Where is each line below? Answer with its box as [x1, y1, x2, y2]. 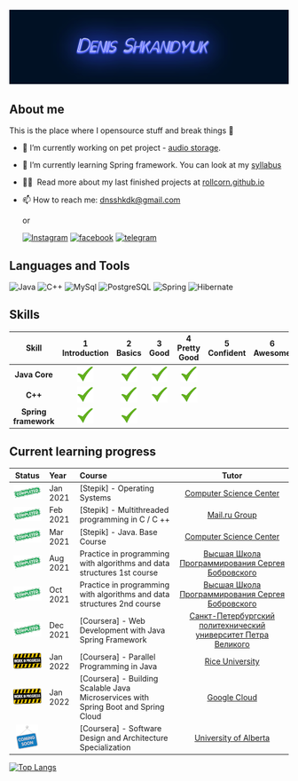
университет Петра [195, 629, 269, 640]
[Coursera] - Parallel [79, 651, 156, 662]
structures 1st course [79, 567, 158, 578]
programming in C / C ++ [79, 514, 170, 525]
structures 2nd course [79, 598, 161, 609]
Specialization [79, 742, 131, 753]
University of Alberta [194, 733, 271, 744]
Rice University [204, 656, 260, 667]
